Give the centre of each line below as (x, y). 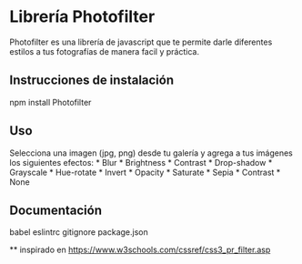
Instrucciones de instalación (92, 81)
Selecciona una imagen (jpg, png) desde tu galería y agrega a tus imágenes (151, 153)
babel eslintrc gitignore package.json (79, 232)
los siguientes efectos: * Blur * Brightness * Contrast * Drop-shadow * (141, 162)
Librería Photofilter (82, 17)
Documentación (56, 210)
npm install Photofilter (50, 102)
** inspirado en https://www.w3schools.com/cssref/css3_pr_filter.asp (140, 250)
